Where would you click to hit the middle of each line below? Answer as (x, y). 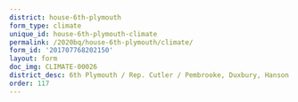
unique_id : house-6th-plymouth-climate (83, 34)
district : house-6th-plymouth (66, 17)
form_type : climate (46, 26)
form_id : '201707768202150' (62, 51)
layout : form (33, 59)
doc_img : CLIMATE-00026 (54, 67)
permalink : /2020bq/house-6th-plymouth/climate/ (101, 42)
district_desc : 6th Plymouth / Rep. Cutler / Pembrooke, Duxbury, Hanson (149, 75)
